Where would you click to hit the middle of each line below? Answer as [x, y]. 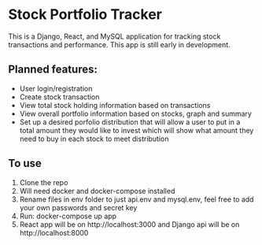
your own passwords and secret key [78, 207]
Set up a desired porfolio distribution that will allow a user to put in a [130, 122]
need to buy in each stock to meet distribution [94, 139]
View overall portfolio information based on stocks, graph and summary [135, 113]
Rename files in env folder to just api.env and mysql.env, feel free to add [137, 199]
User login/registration [56, 88]
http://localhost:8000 [54, 232]
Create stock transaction [59, 97]
